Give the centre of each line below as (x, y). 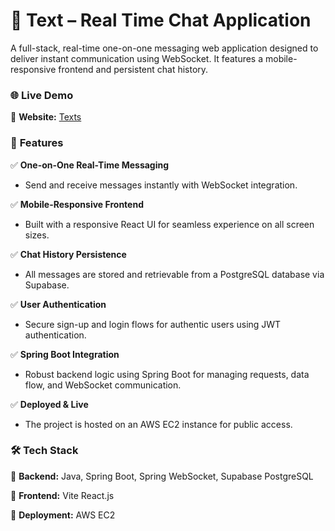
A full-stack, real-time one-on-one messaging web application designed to (164, 48)
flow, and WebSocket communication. (103, 385)
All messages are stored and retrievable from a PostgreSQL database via (174, 274)
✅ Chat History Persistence (68, 254)
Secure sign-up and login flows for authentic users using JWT (153, 324)
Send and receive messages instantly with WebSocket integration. (161, 185)
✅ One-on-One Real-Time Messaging (90, 165)
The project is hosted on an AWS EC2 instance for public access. (158, 424)
